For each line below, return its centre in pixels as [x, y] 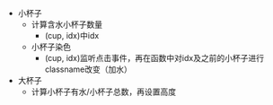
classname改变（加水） [88, 69]
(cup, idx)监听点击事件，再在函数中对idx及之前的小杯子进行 [154, 58]
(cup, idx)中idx [72, 35]
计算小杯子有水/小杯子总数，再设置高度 [104, 92]
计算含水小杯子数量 [67, 24]
